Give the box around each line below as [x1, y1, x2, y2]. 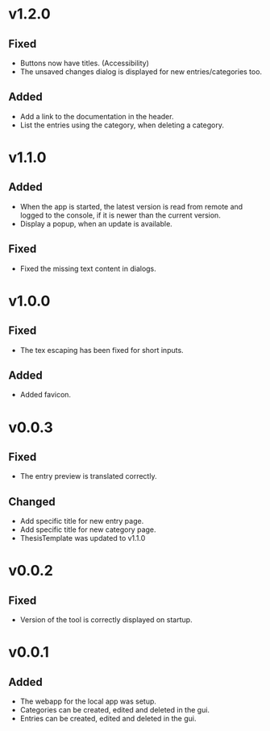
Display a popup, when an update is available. [19, 218, 173, 228]
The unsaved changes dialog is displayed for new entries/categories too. [19, 67, 263, 77]
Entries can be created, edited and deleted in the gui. [19, 714, 197, 724]
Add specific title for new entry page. [19, 517, 144, 526]
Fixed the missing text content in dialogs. [19, 264, 157, 273]
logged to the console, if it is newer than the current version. [19, 210, 222, 220]
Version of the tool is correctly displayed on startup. [19, 615, 193, 625]
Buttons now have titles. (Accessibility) [19, 58, 149, 68]
